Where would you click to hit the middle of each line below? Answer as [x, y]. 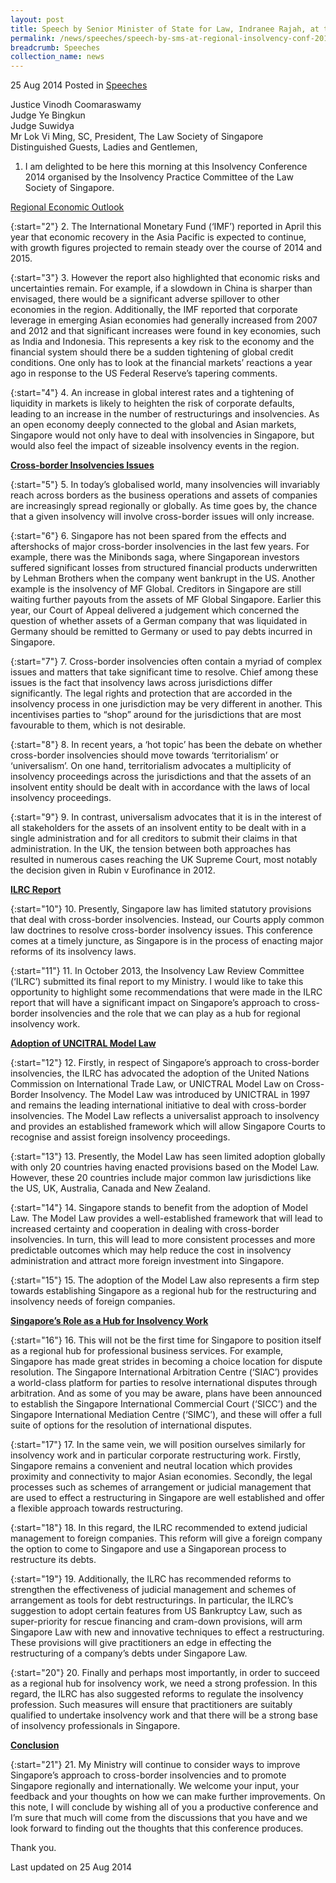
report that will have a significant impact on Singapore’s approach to [151, 1003]
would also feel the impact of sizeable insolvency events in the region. [155, 446]
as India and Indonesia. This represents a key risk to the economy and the [162, 342]
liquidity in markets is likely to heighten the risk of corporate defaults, [152, 403]
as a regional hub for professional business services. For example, [147, 1351]
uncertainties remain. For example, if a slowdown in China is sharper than [161, 288]
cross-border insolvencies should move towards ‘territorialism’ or [145, 755]
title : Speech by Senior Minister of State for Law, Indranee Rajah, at [165, 29]
